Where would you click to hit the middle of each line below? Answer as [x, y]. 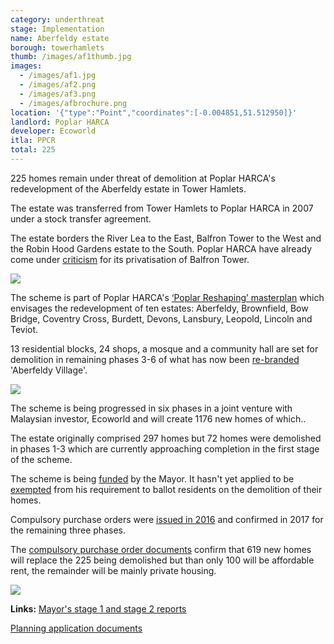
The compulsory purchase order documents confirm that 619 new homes [161, 549]
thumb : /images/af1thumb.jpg [71, 57]
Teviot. [24, 329]
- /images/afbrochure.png [73, 103]
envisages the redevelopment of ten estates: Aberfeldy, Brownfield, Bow [159, 308]
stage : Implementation [57, 29]
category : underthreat [57, 19]
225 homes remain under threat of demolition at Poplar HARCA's [143, 178]
